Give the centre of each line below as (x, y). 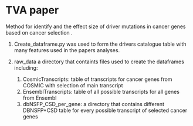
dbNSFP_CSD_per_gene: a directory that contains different (94, 104)
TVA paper (32, 10)
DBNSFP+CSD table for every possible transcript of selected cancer (105, 110)
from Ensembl (40, 98)
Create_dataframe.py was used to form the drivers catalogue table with (100, 44)
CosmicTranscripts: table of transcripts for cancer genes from (97, 79)
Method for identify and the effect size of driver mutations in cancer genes (96, 26)
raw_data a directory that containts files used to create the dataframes (99, 62)
